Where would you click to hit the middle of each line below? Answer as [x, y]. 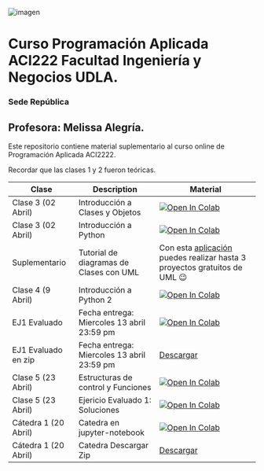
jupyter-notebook [112, 432]
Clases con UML [109, 272]
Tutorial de [98, 252]
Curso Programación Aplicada [108, 44]
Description [115, 189]
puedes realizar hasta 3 [203, 257]
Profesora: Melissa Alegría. [76, 127]
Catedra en [99, 422]
